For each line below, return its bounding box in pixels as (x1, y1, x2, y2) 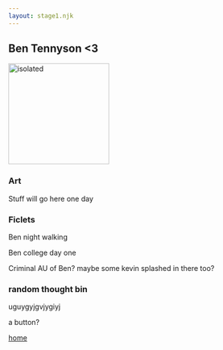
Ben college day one (8, 248, 76, 258)
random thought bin (8, 283, 89, 294)
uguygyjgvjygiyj (8, 302, 61, 311)
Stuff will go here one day (8, 194, 94, 203)
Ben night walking (8, 232, 68, 242)
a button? (8, 318, 40, 327)
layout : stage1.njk (8, 11, 74, 20)
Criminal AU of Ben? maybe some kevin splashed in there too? (8, 264, 215, 273)
